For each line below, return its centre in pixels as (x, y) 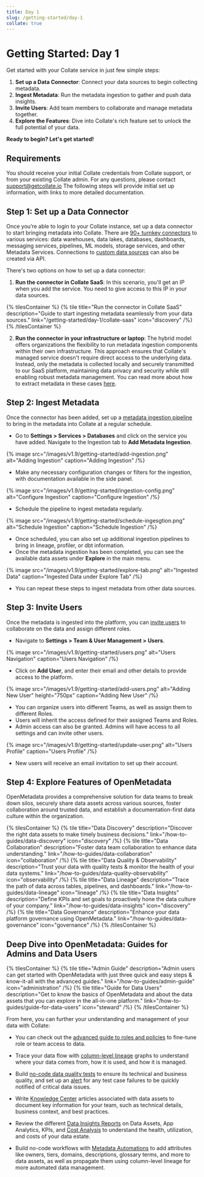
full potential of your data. (47, 127)
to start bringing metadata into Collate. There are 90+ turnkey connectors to (102, 233)
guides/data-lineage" (33, 892)
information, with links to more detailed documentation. (76, 193)
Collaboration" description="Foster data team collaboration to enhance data (101, 847)
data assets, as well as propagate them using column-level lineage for (103, 1161)
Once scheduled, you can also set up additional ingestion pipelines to (102, 539)
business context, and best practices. (62, 1112)
